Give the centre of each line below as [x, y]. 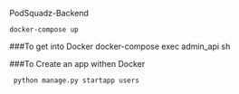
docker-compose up [44, 30]
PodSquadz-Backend [49, 13]
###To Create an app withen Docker [77, 64]
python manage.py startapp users [76, 80]
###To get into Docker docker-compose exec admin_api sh [120, 46]
